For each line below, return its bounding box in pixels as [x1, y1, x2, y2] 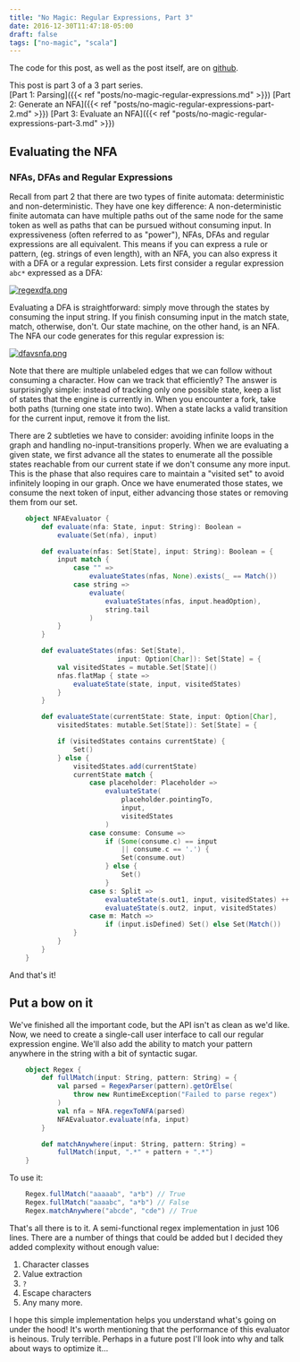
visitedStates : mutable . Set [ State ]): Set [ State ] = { [56, 721, 258, 730]
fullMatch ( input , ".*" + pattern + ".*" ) [56, 1148, 214, 1157]
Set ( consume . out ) [121, 853, 186, 862]
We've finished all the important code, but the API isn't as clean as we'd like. [9, 1019, 290, 1030]
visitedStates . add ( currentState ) [72, 762, 198, 771]
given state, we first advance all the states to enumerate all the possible [9, 449, 273, 459]
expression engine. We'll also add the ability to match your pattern [9, 1038, 253, 1049]
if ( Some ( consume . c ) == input [104, 836, 218, 846]
